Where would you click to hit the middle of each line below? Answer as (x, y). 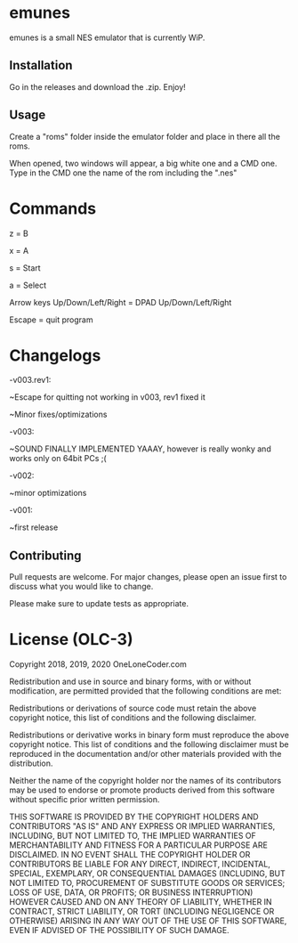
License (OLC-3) (71, 640)
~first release (34, 527)
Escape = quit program (51, 320)
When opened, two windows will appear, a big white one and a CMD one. (143, 163)
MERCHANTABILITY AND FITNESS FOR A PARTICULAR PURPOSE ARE (139, 845)
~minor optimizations (48, 493)
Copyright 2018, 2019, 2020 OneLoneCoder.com (98, 664)
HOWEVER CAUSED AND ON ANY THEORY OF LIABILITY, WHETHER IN (141, 902)
